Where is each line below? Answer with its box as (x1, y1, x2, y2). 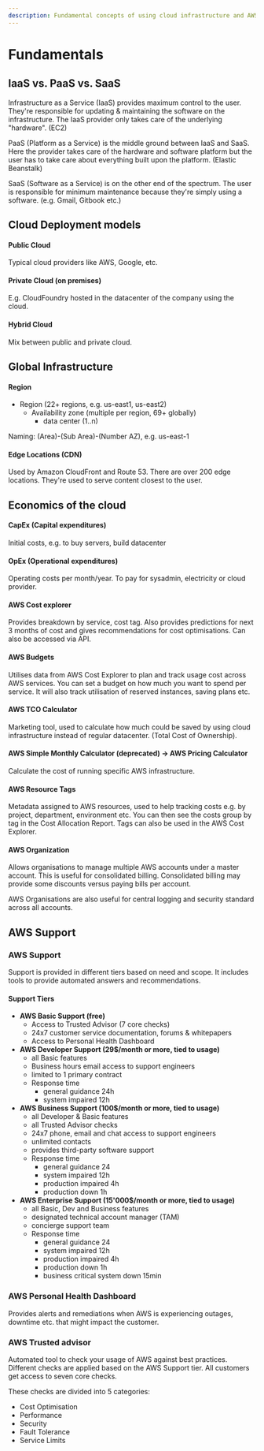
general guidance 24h (42, 1087, 115, 1096)
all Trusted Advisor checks (31, 1121, 118, 1130)
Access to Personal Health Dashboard (31, 1036, 155, 1046)
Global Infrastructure (8, 360, 114, 374)
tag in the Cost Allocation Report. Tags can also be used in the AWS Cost (8, 819, 245, 828)
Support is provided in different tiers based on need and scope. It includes (8, 968, 249, 977)
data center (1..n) (42, 416, 98, 426)
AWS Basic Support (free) (19, 1011, 106, 1021)
